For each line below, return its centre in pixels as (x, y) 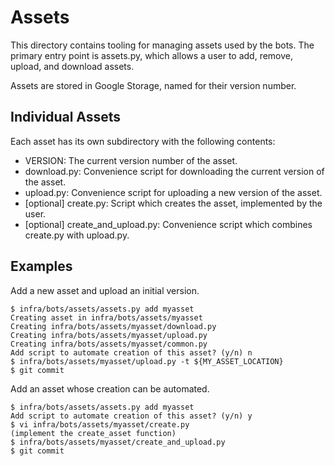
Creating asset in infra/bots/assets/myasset (106, 317)
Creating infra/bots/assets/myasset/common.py (109, 344)
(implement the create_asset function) (93, 433)
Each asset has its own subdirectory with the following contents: (143, 141)
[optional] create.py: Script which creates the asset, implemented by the (173, 203)
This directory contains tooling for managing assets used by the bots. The (162, 45)
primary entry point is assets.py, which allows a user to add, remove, (152, 55)
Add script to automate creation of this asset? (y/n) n (131, 352)
